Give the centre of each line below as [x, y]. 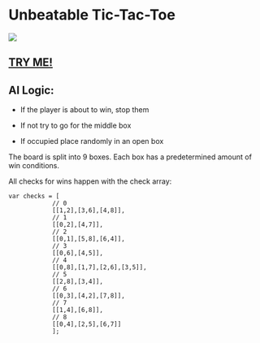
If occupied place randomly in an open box [92, 141]
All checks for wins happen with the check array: [90, 181]
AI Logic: [31, 90]
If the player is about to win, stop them [84, 110]
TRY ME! [30, 63]
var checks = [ [34, 197]
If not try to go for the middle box [76, 126]
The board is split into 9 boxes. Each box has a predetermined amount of [130, 157]
